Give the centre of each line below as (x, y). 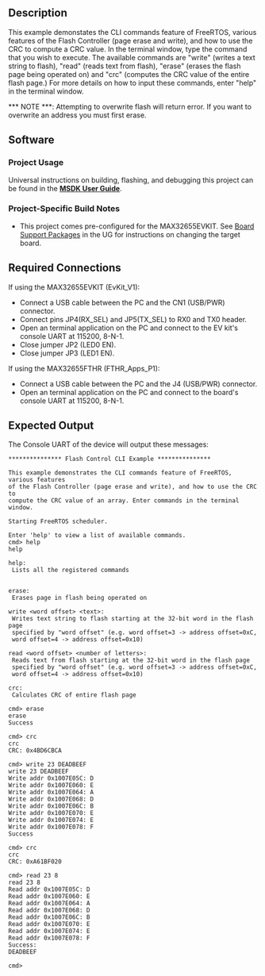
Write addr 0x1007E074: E (51, 820)
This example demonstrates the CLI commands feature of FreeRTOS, (120, 473)
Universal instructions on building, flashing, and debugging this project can (131, 180)
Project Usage (36, 163)
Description (38, 13)
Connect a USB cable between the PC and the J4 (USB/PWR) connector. (138, 383)
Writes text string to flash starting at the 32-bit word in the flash (132, 619)
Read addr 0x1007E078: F (49, 938)
